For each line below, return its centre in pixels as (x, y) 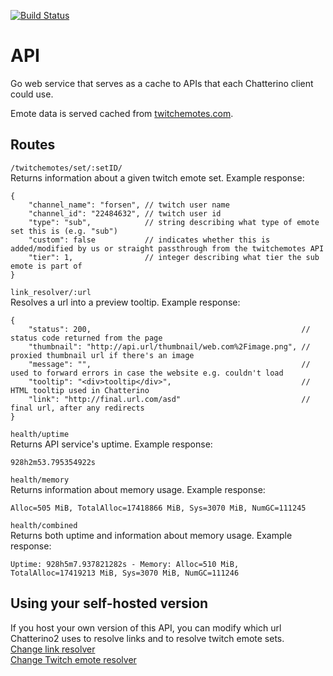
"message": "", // (169, 364)
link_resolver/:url (51, 292)
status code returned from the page (86, 338)
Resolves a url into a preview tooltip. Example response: (125, 302)
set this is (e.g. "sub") (64, 231)
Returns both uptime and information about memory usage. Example (151, 535)
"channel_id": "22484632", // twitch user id (125, 213)
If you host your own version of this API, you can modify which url (146, 627)
